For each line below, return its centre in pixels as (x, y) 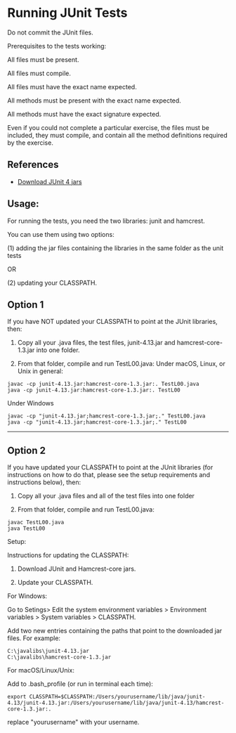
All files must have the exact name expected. (72, 86)
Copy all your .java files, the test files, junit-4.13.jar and (96, 343)
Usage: (24, 204)
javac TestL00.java (36, 523)
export (17, 697)
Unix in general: (40, 371)
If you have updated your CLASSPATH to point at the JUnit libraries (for (110, 467)
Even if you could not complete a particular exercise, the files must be (108, 127)
